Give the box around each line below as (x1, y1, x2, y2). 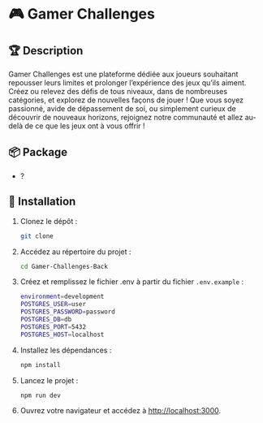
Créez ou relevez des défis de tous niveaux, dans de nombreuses (8, 87, 228, 96)
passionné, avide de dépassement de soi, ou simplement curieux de (8, 104, 237, 113)
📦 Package (8, 145, 68, 159)
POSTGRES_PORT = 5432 (19, 322, 87, 331)
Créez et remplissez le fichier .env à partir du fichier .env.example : (19, 277, 244, 287)
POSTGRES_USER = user (19, 300, 87, 309)
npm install (19, 360, 61, 369)
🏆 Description (8, 44, 84, 58)
